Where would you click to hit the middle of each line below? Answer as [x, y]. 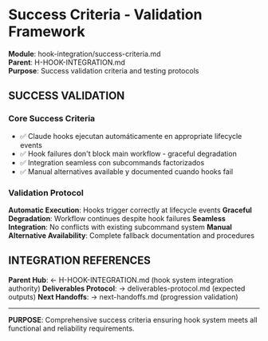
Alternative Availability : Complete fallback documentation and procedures [132, 235]
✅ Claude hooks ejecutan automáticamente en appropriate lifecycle [131, 136]
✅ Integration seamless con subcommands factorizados [112, 162]
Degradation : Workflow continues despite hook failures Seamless [117, 218]
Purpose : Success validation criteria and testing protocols [104, 70]
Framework [47, 32]
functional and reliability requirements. [71, 328]
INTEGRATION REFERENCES [80, 261]
